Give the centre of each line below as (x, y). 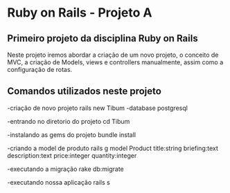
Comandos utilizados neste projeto (84, 91)
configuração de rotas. (40, 70)
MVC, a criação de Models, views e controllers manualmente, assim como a (115, 62)
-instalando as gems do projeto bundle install (72, 135)
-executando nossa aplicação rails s (59, 182)
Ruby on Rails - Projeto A (80, 13)
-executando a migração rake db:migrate (65, 169)
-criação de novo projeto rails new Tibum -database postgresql (98, 108)
